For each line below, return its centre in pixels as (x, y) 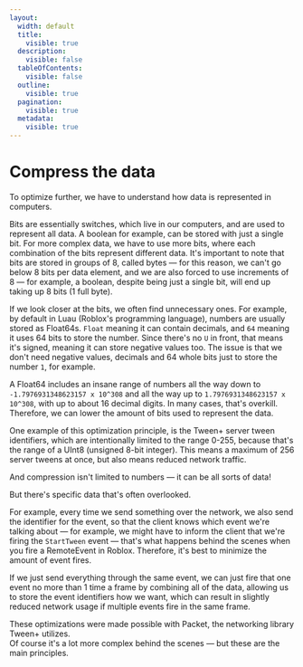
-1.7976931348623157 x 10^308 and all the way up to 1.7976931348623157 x (148, 394)
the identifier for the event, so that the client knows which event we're (139, 521)
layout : (24, 18)
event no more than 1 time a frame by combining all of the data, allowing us (149, 587)
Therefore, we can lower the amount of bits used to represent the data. (142, 413)
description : (42, 52)
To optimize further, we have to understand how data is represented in (140, 196)
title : (30, 34)
